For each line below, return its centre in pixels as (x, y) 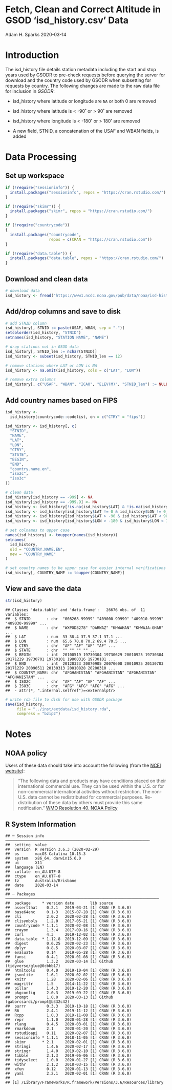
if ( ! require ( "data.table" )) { (39, 254)
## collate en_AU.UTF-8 (33, 872)
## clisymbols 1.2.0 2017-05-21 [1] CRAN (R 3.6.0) (68, 921)
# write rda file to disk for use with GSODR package (64, 699)
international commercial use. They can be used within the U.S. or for (91, 786)
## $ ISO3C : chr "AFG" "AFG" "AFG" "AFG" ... (65, 686)
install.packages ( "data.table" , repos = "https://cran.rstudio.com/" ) (87, 258)
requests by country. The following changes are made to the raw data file (83, 86)
